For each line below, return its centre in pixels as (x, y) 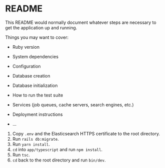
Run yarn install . (31, 144)
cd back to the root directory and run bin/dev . (59, 160)
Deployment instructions (38, 114)
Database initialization (35, 85)
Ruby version (26, 47)
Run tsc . (21, 155)
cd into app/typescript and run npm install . (57, 149)
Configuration (26, 66)
